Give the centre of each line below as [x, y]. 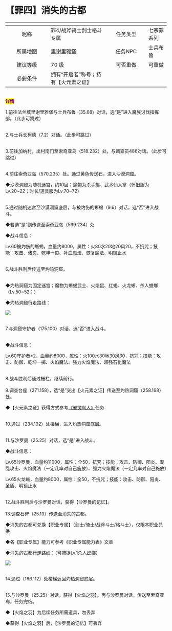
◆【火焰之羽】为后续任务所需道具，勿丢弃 [50, 612]
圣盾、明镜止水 [21, 485]
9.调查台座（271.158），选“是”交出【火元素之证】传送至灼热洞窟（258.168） [84, 390]
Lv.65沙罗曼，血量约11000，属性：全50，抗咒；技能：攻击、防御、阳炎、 [82, 462]
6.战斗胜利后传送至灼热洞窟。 [37, 269]
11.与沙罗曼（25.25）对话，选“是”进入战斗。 [52, 440]
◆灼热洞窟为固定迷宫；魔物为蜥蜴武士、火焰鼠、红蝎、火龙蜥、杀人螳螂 [82, 285]
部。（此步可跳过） [24, 118]
